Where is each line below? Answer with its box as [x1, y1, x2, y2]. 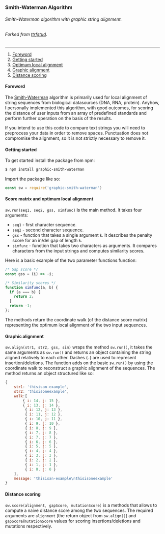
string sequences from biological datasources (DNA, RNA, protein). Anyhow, [5, 99, 160, 105]
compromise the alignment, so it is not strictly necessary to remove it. [5, 135, 146, 141]
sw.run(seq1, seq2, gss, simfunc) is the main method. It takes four [5, 207, 142, 213]
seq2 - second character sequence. [12, 227, 84, 233]
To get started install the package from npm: [5, 157, 95, 163]
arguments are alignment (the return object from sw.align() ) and [5, 512, 137, 518]
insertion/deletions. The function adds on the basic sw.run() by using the [5, 360, 153, 366]
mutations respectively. [5, 523, 53, 529]
